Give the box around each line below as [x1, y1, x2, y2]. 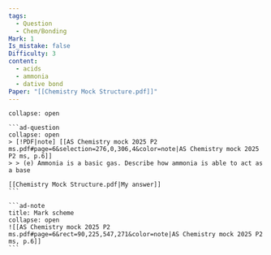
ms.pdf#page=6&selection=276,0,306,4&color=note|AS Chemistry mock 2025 [8, 145, 260, 153]
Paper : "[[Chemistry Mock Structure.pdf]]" [8, 87, 158, 96]
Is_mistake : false [8, 42, 71, 50]
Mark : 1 [8, 34, 35, 43]
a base [8, 166, 31, 175]
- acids [15, 65, 42, 73]
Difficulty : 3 [8, 50, 57, 58]
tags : [8, 11, 27, 20]
